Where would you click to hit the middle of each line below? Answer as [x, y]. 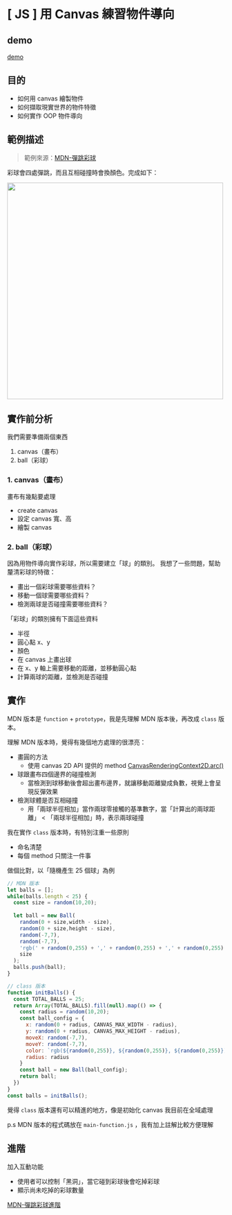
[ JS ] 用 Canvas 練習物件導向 [91, 14]
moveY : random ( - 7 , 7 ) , [57, 1044]
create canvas [37, 510]
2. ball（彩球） [32, 547]
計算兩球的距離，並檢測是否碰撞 [62, 677]
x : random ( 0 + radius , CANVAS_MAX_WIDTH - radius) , [101, 1025]
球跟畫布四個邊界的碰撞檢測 [57, 774]
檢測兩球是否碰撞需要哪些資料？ [62, 604]
